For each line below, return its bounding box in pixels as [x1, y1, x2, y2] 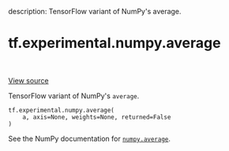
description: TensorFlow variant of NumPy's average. [8, 7, 182, 16]
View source [8, 75, 49, 85]
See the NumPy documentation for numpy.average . [8, 134, 171, 143]
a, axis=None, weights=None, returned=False [22, 113, 171, 121]
